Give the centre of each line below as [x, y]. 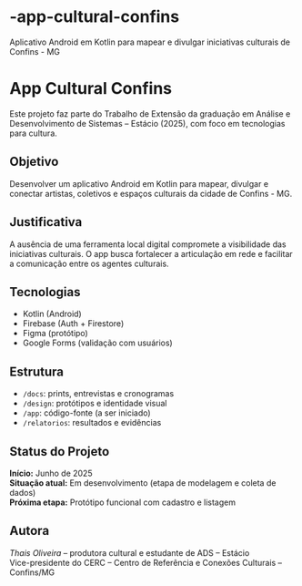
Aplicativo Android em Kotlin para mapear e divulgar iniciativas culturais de [150, 42]
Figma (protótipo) [55, 334]
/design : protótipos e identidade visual [95, 404]
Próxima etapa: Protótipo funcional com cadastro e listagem [123, 502]
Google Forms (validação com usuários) [97, 343]
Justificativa [46, 222]
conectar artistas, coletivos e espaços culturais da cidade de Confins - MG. [151, 193]
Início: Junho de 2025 [51, 473]
